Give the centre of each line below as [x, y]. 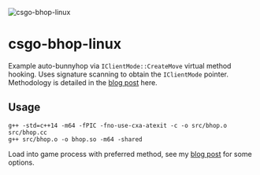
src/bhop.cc [28, 132]
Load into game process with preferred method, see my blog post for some [130, 154]
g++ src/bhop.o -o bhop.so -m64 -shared [76, 139]
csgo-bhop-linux [65, 44]
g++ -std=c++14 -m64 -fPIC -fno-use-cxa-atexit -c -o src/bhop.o [117, 125]
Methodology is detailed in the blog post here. [83, 82]
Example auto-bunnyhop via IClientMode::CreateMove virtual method [120, 65]
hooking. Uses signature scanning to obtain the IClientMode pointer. [119, 74]
